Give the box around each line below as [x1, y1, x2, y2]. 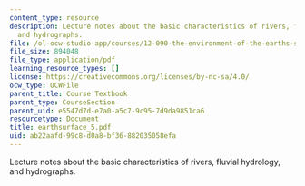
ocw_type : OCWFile [9, 81, 79, 90]
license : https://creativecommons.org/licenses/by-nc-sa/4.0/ [9, 73, 250, 82]
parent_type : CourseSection [9, 97, 116, 107]
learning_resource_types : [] [9, 64, 120, 73]
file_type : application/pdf [9, 55, 116, 64]
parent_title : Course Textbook [9, 89, 128, 98]
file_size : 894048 [9, 47, 79, 56]
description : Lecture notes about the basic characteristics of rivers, [9, 22, 290, 31]
